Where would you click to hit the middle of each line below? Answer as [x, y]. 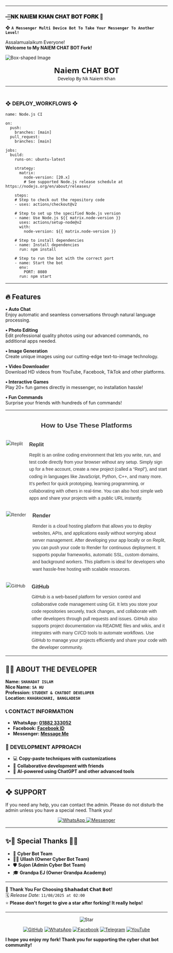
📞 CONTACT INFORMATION [39, 712]
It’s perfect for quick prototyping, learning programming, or [87, 484]
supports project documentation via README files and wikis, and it [98, 625]
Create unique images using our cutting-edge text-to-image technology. [82, 357]
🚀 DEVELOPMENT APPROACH [43, 747]
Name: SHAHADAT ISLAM [29, 682]
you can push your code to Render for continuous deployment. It [96, 548]
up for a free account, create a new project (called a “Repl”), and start [98, 469]
